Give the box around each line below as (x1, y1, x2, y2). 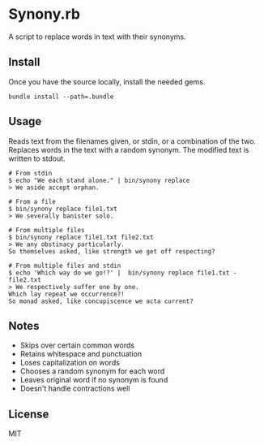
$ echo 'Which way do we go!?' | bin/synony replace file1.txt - (8, 269, 237, 277)
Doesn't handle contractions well (19, 383, 130, 394)
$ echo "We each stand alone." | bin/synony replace (8, 176, 190, 184)
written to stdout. (8, 153, 66, 163)
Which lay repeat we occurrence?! (8, 290, 126, 298)
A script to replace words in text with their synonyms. (8, 32, 186, 41)
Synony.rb (8, 5, 81, 24)
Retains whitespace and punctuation (19, 349, 143, 359)
